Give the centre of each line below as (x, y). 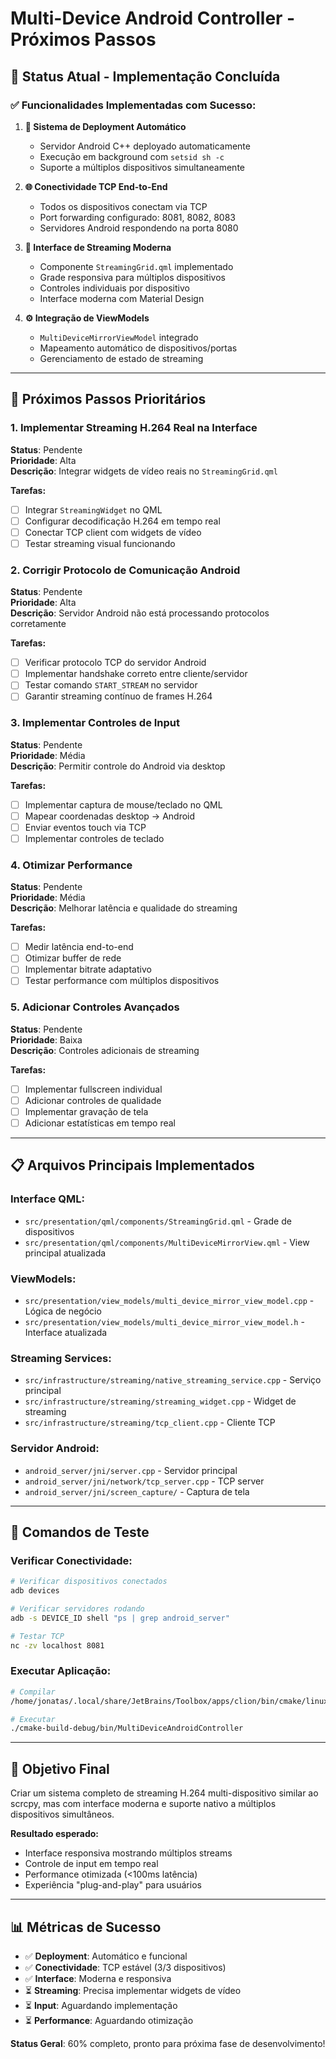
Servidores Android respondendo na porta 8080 (139, 228)
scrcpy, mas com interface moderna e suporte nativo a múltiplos (143, 1804)
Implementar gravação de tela (86, 1111)
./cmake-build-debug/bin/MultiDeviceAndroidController (127, 1728)
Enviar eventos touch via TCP (85, 827)
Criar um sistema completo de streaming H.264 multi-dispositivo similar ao (164, 1793)
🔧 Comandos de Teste (80, 1532)
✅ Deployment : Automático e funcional (106, 1956)
